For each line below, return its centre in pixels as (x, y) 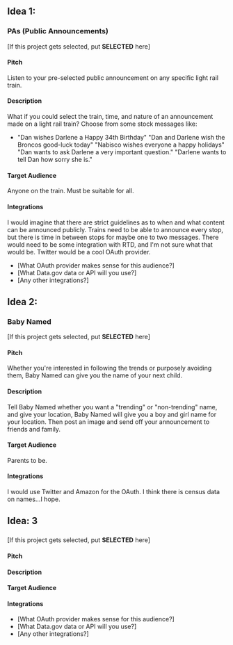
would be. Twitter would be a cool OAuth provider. (79, 252)
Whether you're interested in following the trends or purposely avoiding (110, 368)
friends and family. (34, 429)
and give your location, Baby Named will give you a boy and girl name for (112, 414)
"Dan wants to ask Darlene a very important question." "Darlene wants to (122, 152)
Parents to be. (27, 460)
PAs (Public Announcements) (58, 31)
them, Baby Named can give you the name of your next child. (95, 375)
